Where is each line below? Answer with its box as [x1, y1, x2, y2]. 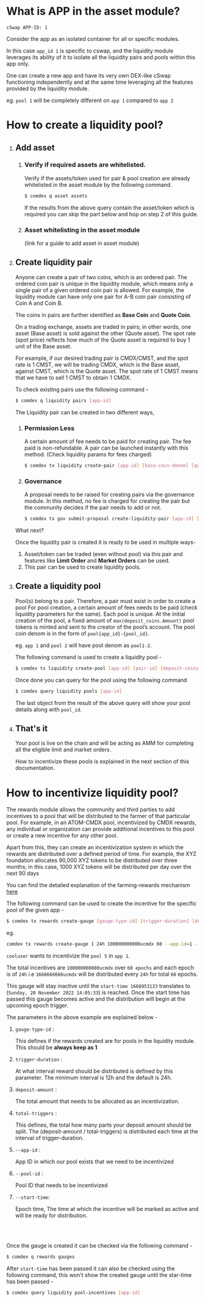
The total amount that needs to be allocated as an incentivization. [15, 1098, 180, 1105]
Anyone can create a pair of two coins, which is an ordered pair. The [15, 273, 187, 280]
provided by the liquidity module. [6, 84, 90, 92]
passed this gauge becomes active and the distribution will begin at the [6, 995, 186, 1003]
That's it [15, 723, 48, 734]
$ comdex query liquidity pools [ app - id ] [15, 688, 123, 694]
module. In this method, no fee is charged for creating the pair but [24, 497, 190, 505]
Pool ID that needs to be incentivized [15, 1182, 108, 1189]
